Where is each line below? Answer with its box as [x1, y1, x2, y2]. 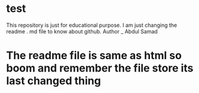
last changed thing [6, 74, 102, 88]
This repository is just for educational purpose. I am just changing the [6, 21, 177, 29]
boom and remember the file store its [6, 61, 194, 75]
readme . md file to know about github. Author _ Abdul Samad [6, 27, 158, 35]
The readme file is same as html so [6, 49, 182, 63]
